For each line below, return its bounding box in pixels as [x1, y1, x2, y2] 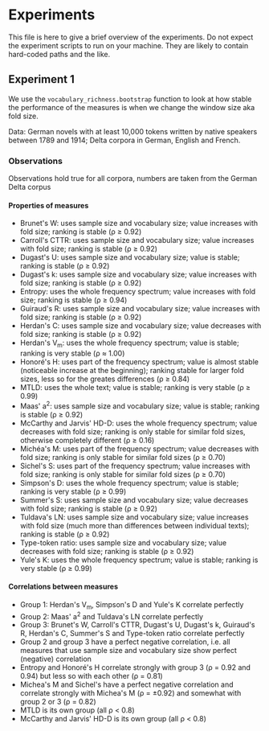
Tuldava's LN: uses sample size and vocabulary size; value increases [19, 512, 249, 522]
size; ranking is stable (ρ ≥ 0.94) [19, 295, 128, 305]
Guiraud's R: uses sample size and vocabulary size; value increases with [19, 304, 261, 314]
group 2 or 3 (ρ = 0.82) [19, 697, 96, 707]
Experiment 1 [8, 72, 75, 86]
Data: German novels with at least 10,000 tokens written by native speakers [8, 126, 258, 136]
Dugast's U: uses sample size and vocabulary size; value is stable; [19, 253, 240, 262]
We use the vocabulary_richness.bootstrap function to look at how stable [8, 94, 252, 104]
